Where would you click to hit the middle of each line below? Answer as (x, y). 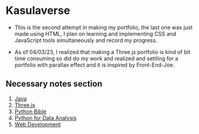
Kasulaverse (38, 11)
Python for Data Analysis (46, 118)
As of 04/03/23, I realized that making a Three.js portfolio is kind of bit (102, 52)
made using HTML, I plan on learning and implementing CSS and (95, 33)
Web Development (38, 124)
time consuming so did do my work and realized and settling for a (96, 58)
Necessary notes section (54, 84)
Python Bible (30, 111)
